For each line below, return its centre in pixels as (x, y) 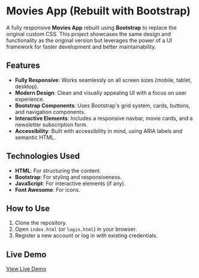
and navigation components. (50, 111)
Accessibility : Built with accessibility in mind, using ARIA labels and (99, 131)
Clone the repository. (41, 223)
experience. (30, 99)
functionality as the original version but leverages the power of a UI (89, 40)
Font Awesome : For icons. (48, 189)
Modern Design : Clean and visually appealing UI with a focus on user (101, 93)
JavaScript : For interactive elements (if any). (70, 183)
